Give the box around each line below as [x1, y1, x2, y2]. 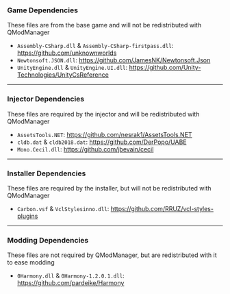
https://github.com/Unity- [129, 64, 201, 72]
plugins [16, 212, 38, 220]
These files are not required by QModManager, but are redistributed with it [7, 251, 217, 259]
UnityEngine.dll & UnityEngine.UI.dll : [16, 64, 128, 72]
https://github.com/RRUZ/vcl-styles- [110, 204, 214, 212]
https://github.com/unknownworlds [16, 49, 117, 57]
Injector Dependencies [7, 95, 84, 104]
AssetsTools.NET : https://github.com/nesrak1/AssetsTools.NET [16, 130, 193, 138]
